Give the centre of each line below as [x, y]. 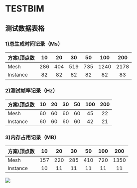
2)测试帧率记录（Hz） [32, 90]
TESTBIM [25, 9]
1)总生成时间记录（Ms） [34, 44]
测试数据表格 [25, 28]
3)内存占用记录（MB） [32, 138]
